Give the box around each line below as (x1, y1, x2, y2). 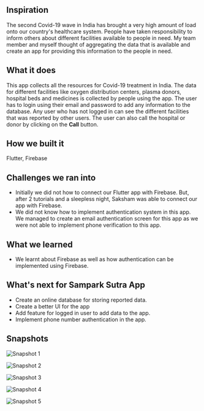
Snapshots (6, 334, 49, 344)
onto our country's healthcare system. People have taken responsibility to (6, 28, 193, 35)
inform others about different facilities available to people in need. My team (6, 34, 196, 42)
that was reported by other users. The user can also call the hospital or (6, 114, 186, 122)
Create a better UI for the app (15, 302, 90, 310)
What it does (6, 65, 56, 76)
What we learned (6, 239, 73, 249)
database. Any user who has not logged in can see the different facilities (6, 108, 189, 115)
